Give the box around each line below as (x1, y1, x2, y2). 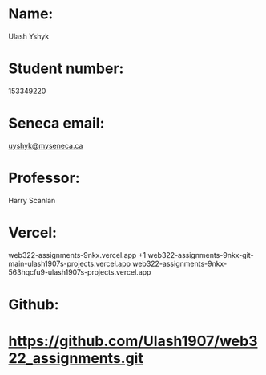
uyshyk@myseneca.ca (8, 141, 83, 150)
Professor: (8, 169, 80, 187)
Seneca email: (8, 114, 105, 132)
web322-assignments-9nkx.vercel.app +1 (8, 250, 147, 259)
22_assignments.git (8, 349, 144, 368)
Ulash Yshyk (8, 31, 50, 41)
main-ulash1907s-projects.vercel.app (8, 259, 131, 268)
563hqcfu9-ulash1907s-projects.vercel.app (8, 267, 151, 277)
